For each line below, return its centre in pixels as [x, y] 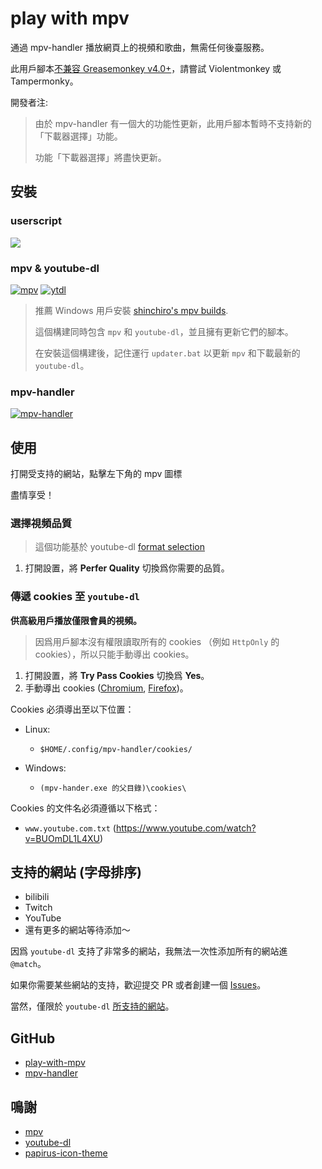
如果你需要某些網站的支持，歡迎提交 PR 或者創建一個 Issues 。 [138, 985]
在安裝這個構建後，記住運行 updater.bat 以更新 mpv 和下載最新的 [167, 353]
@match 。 [28, 964]
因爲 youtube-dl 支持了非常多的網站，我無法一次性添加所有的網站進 [149, 951]
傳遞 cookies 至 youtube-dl [75, 597]
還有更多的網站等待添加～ [77, 930]
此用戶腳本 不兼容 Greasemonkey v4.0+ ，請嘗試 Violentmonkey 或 [146, 68]
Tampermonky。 [44, 81]
